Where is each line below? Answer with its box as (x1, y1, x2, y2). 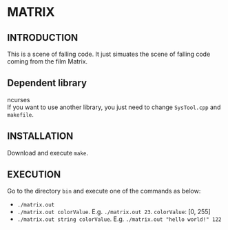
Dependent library (7, 77, 87, 89)
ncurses (7, 95, 30, 104)
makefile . (7, 110, 34, 118)
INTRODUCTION (7, 32, 79, 44)
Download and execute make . (7, 148, 88, 157)
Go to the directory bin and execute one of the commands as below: (7, 187, 201, 195)
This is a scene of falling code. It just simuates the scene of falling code (7, 50, 211, 58)
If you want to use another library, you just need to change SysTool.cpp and (7, 103, 221, 111)
